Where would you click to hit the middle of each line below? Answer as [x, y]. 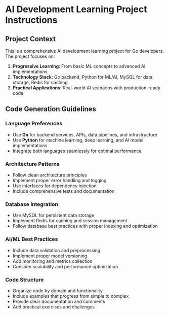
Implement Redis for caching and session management [70, 221]
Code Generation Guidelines [51, 109]
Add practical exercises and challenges [54, 307]
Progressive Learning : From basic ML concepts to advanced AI [79, 66]
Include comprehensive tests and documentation [64, 191]
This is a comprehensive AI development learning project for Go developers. [85, 51]
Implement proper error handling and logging [59, 180]
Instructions [31, 20]
